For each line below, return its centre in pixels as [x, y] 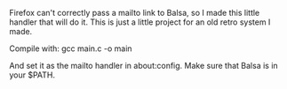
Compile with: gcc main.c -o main [71, 48]
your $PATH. [32, 75]
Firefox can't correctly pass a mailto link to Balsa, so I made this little [135, 13]
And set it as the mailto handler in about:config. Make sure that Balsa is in [143, 66]
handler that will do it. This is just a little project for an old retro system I [140, 22]
